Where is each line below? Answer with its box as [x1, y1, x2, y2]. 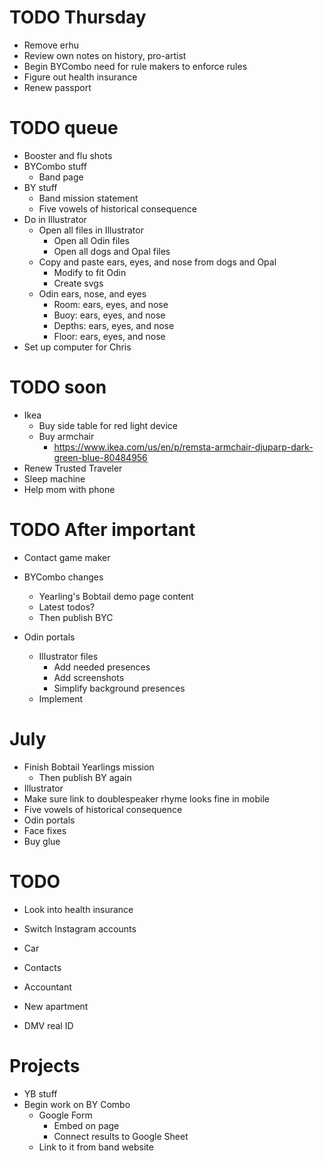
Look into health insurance [23, 903, 134, 915]
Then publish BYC [38, 611, 114, 623]
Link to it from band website [38, 1141, 154, 1153]
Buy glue [23, 835, 61, 847]
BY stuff [23, 181, 58, 193]
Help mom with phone [23, 483, 116, 495]
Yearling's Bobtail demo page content [38, 590, 194, 602]
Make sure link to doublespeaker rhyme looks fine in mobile [23, 792, 270, 805]
